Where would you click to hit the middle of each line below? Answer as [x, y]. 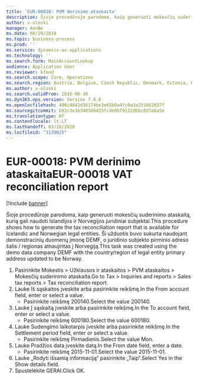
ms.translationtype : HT [35, 116]
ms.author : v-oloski [32, 89]
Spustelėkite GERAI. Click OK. [50, 371]
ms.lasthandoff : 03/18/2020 [41, 127]
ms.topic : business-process [41, 39]
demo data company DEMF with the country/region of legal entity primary [95, 252]
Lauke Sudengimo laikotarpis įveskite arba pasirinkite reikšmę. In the [97, 326]
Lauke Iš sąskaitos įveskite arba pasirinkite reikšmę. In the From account [102, 289]
